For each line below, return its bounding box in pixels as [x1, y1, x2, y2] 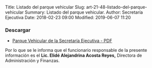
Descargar [5, 26, 31, 33]
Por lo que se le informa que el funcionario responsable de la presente [5, 47, 147, 53]
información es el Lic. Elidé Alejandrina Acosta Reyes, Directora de [5, 52, 142, 58]
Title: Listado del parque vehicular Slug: [5, 4, 85, 10]
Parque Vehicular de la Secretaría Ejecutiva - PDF [12, 38, 112, 44]
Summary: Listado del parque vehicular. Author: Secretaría [25, 9, 143, 15]
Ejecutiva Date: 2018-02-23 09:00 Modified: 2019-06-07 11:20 [5, 15, 131, 20]
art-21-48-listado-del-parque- [86, 4, 147, 10]
